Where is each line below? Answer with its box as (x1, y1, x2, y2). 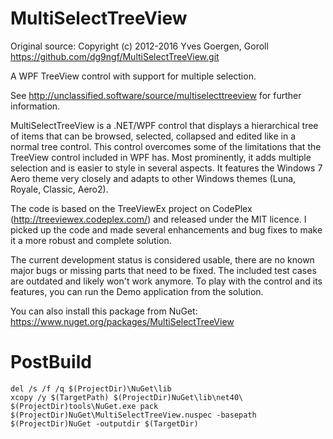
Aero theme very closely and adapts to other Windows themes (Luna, (10, 172, 297, 184)
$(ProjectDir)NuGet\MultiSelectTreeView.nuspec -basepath (10, 410, 257, 420)
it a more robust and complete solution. (10, 234, 172, 246)
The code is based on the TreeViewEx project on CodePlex (10, 202, 253, 214)
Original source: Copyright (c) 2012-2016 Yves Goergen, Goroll (10, 40, 269, 52)
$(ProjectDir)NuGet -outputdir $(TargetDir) (10, 418, 199, 429)
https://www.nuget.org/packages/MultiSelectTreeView (10, 315, 235, 327)
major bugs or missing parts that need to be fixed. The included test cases (10, 264, 317, 276)
